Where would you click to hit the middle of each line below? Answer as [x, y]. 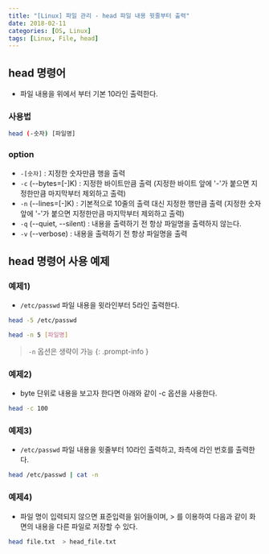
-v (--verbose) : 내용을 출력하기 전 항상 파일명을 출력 [104, 234]
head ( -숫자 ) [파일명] [42, 134]
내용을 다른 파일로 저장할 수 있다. [86, 526]
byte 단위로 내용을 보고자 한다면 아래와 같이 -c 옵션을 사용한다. [118, 393]
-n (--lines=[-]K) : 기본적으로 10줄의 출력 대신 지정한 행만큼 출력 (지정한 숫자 [141, 203]
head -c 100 [28, 409]
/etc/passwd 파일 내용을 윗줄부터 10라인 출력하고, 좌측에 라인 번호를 [127, 450]
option [21, 155]
